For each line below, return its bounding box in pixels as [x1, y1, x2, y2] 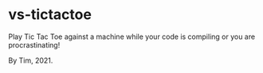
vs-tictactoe [8, 6, 92, 24]
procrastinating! [8, 40, 61, 49]
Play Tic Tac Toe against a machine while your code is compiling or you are [8, 32, 256, 41]
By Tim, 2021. [8, 56, 53, 65]
